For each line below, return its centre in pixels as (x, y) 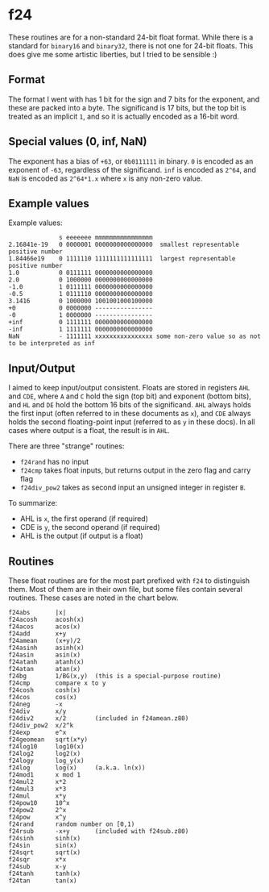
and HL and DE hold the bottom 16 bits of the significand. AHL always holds (130, 405)
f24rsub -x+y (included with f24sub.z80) (99, 832)
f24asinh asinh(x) (46, 648)
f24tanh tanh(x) (45, 873)
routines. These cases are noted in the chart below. (93, 598)
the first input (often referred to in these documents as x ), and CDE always (130, 414)
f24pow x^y (37, 817)
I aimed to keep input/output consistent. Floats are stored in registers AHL (129, 388)
